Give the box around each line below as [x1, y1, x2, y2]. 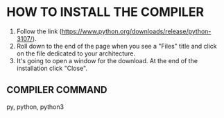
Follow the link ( [16, 27, 62, 35]
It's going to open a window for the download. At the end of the [16, 56, 198, 65]
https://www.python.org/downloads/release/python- [61, 27, 212, 35]
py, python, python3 [6, 102, 64, 111]
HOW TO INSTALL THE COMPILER [6, 4, 205, 20]
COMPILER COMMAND [6, 84, 107, 96]
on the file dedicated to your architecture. [16, 49, 136, 58]
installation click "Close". [16, 64, 88, 72]
